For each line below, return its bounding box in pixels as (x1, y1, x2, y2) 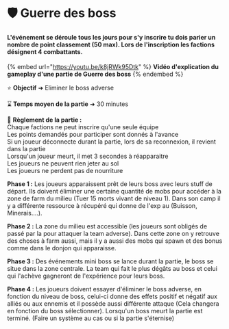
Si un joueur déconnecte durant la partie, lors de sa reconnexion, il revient (7, 137, 216, 146)
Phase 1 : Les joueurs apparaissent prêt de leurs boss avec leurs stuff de (7, 180, 213, 188)
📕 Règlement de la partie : (7, 116, 82, 124)
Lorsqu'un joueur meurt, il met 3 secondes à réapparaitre (7, 152, 169, 161)
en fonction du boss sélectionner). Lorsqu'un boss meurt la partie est (7, 307, 203, 315)
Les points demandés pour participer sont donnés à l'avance (7, 131, 179, 139)
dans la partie (7, 145, 46, 153)
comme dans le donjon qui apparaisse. (7, 244, 117, 252)
